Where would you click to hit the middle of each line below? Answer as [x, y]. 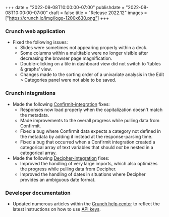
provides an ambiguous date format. [58, 179]
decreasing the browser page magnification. [66, 58]
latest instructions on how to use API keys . [57, 209]
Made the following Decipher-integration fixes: [61, 158]
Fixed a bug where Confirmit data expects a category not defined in [91, 131]
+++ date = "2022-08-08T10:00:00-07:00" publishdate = [65, 7]
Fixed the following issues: [40, 42]
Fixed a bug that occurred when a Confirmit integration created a [88, 142]
